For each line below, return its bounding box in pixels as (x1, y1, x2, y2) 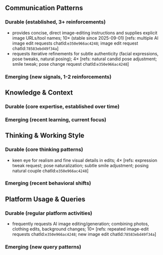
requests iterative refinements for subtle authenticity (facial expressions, (12, 51, 159, 56)
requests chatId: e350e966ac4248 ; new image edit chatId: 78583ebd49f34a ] (12, 231, 157, 237)
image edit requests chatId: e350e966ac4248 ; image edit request (12, 40, 139, 46)
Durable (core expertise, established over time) (5, 103, 120, 110)
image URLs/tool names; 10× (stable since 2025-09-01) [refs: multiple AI (12, 35, 159, 41)
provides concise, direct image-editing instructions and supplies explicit (12, 29, 158, 36)
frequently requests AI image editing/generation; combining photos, (12, 221, 149, 227)
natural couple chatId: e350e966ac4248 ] (12, 168, 89, 174)
